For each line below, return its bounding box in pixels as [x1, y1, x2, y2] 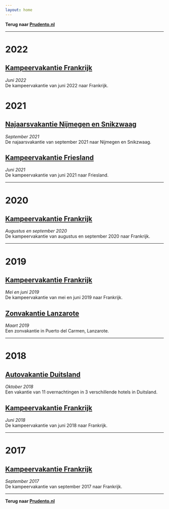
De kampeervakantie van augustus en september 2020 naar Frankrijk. [5, 233, 150, 240]
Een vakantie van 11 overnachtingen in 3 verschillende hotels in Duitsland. [5, 389, 157, 395]
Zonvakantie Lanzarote [5, 309, 79, 318]
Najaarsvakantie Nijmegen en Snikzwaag [5, 120, 137, 129]
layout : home [5, 7, 33, 13]
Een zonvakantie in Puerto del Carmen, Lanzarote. [5, 328, 109, 334]
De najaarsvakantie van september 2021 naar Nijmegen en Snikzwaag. [5, 139, 152, 145]
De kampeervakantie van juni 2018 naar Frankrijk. [5, 422, 108, 429]
